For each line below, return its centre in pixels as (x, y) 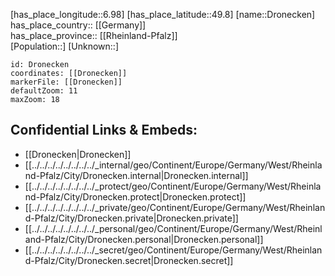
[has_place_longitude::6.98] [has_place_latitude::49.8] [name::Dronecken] (163, 14)
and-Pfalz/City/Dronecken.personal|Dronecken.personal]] (144, 239)
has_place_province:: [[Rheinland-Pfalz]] (94, 35)
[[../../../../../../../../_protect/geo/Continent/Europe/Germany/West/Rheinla (173, 186)
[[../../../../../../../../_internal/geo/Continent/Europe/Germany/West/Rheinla (173, 165)
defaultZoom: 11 (44, 91)
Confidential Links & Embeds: (104, 130)
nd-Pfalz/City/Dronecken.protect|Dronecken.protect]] (135, 196)
